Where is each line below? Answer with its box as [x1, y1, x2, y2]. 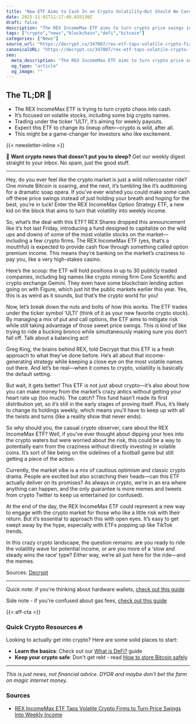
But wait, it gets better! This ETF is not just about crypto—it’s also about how [6, 382, 190, 389]
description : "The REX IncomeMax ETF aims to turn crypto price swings [6, 25, 184, 31]
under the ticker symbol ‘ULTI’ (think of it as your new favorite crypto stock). [6, 309, 190, 316]
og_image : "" [11, 68, 43, 74]
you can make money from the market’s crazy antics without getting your [6, 388, 182, 395]
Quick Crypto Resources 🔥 [6, 623, 83, 631]
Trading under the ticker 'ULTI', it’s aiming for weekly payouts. [14, 118, 163, 125]
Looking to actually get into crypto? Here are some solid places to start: [6, 636, 178, 643]
